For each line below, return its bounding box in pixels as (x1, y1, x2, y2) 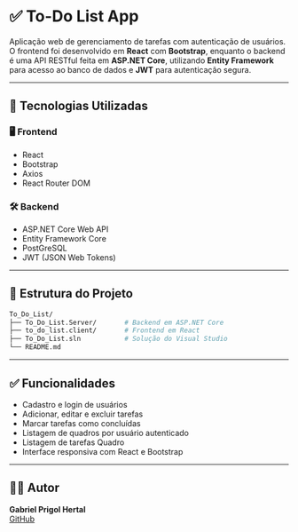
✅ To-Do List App (9, 6, 139, 27)
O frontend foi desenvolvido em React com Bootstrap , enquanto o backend (9, 45, 286, 56)
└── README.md (9, 343, 62, 352)
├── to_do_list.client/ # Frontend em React (9, 326, 200, 335)
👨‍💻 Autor (9, 480, 60, 496)
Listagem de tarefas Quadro (21, 437, 125, 448)
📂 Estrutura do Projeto (9, 286, 133, 301)
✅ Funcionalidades (9, 376, 116, 391)
